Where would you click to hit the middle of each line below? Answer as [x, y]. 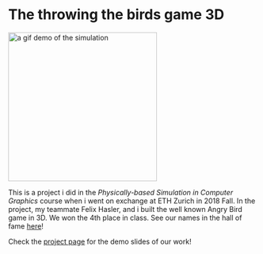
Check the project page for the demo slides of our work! [100, 241]
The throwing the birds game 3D [116, 15]
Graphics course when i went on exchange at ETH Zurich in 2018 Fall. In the [132, 201]
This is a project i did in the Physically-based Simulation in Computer [121, 192]
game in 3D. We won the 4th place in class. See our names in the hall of [125, 217]
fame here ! [26, 226]
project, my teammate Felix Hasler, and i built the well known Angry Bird [126, 209]
